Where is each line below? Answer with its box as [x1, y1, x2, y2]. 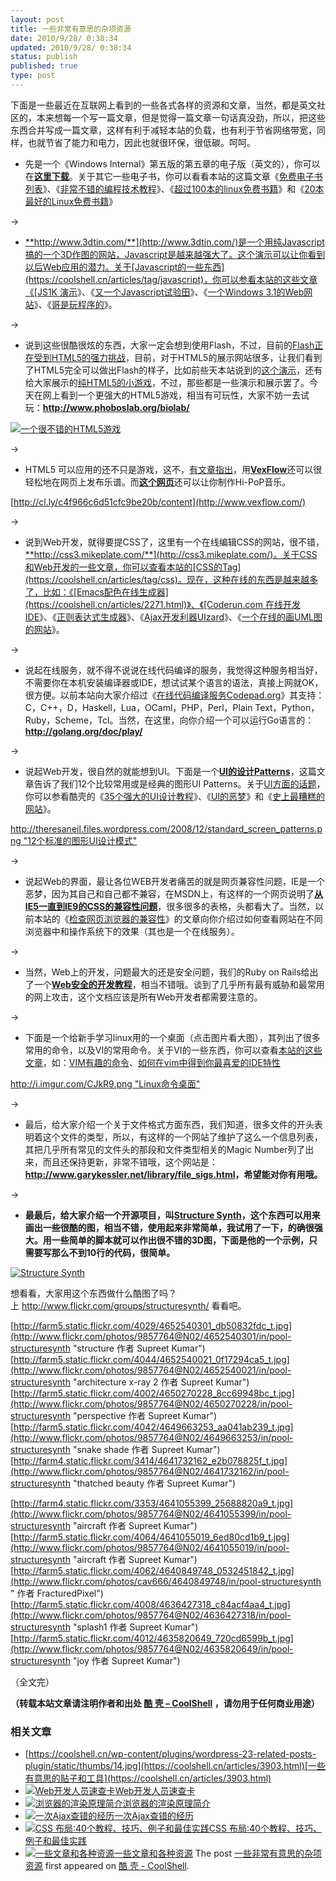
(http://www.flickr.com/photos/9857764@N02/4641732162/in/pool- [10, 1465, 290, 1477]
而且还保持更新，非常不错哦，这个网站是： [42, 1156, 218, 1168]
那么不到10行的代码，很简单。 [51, 1246, 176, 1258]
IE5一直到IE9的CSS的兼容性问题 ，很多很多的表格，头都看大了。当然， [24, 900, 316, 912]
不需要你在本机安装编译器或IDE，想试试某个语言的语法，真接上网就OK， [24, 676, 324, 688]
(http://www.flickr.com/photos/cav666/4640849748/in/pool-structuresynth [10, 1575, 322, 1587]
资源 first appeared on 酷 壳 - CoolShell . [24, 1860, 190, 1872]
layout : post [10, 14, 65, 25]
